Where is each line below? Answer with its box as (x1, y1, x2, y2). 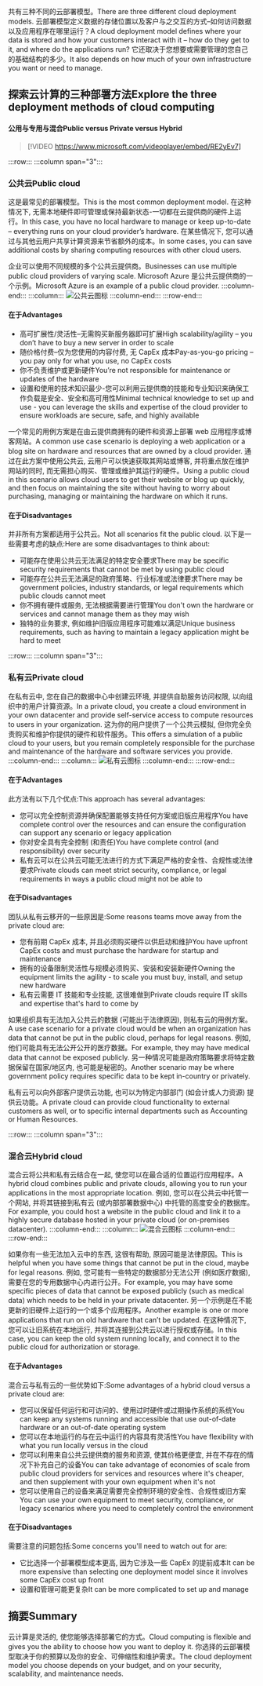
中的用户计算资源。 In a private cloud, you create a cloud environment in (14, 701, 247, 710)
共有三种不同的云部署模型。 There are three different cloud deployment (8, 7, 236, 16)
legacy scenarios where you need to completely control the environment (19, 1503, 254, 1513)
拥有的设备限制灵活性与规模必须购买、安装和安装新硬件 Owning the (19, 964, 236, 973)
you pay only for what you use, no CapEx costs (19, 356, 172, 366)
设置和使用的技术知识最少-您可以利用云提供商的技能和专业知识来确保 (19, 384, 243, 393)
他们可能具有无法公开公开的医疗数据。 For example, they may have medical (8, 1043, 250, 1052)
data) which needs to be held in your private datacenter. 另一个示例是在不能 (8, 1296, 253, 1305)
